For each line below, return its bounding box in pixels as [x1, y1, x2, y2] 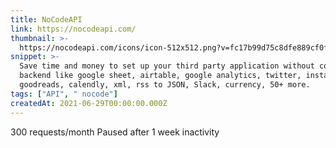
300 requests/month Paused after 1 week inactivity [10, 126, 220, 138]
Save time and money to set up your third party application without [19, 61, 315, 71]
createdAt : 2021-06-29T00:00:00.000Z [10, 98, 168, 108]
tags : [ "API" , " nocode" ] [10, 89, 118, 99]
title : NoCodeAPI [10, 14, 83, 25]
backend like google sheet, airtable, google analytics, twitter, [19, 71, 302, 81]
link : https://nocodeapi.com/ [10, 24, 137, 34]
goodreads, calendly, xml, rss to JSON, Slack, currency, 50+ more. [19, 80, 311, 90]
